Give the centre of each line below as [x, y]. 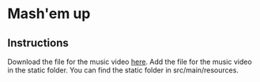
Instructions [38, 43]
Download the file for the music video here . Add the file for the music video [130, 61]
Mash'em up [49, 14]
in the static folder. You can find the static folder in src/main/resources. [123, 70]
